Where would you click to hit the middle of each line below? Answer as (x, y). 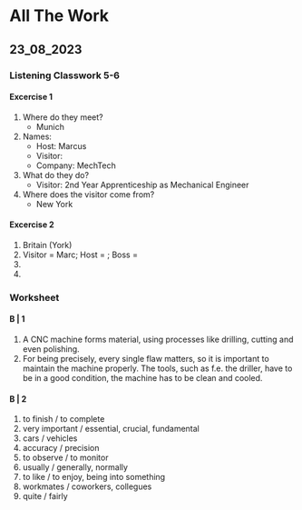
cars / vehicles (50, 438)
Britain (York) (47, 245)
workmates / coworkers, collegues (87, 486)
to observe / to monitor (65, 458)
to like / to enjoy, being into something (94, 477)
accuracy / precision (61, 448)
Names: (37, 136)
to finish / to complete (63, 419)
